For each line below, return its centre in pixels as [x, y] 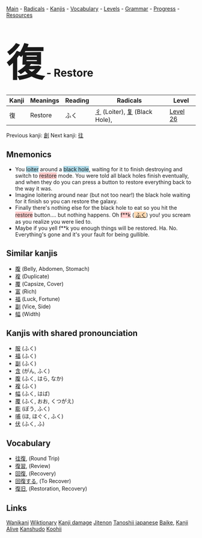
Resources [20, 15]
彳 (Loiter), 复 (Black [124, 112]
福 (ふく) [26, 356]
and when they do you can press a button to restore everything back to [103, 182]
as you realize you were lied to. [53, 221]
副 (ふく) [26, 364]
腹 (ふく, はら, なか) [39, 379]
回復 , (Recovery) [35, 473]
